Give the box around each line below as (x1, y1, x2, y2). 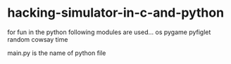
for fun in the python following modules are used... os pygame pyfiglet (7, 28, 211, 36)
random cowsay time (7, 35, 68, 43)
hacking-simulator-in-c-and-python (7, 5, 224, 21)
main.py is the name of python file (7, 49, 106, 57)
